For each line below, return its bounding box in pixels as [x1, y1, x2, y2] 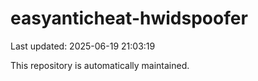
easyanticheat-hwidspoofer [10, 7, 248, 30]
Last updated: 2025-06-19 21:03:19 [10, 40, 156, 52]
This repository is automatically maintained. [10, 59, 190, 71]
